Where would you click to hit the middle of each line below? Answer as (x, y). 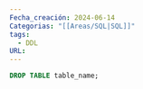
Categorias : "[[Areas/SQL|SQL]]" (72, 26)
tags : (19, 34)
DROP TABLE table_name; (54, 76)
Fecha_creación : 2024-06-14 (62, 18)
